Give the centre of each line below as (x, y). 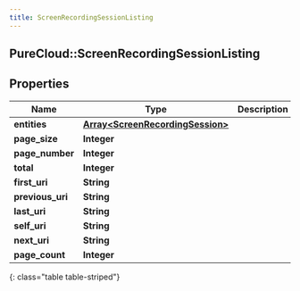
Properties (39, 84)
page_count (39, 254)
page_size (36, 138)
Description (262, 109)
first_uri (31, 182)
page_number (44, 153)
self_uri (30, 226)
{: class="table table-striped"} (65, 277)
